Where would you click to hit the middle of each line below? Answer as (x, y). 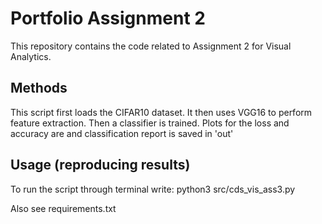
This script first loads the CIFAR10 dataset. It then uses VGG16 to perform (161, 112)
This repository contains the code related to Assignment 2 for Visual (151, 46)
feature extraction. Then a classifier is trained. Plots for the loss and (150, 123)
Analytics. (31, 56)
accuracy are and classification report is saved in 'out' (122, 133)
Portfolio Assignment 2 (108, 18)
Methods (39, 88)
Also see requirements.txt (63, 208)
